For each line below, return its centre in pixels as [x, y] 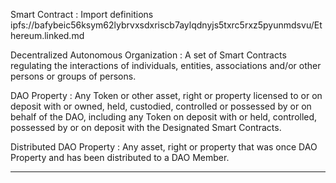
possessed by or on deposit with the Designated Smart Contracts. [146, 127]
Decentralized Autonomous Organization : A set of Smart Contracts [148, 55]
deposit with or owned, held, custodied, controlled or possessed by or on [161, 106]
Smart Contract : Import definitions [82, 14]
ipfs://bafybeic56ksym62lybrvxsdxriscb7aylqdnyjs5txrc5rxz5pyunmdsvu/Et [166, 25]
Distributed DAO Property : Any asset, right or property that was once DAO [164, 147]
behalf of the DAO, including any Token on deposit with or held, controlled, [164, 117]
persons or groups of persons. [73, 76]
